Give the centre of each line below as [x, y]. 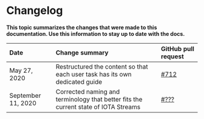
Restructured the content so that [102, 66]
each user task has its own [93, 74]
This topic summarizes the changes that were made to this [82, 27]
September [25, 95]
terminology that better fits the [99, 99]
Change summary [82, 52]
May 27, [21, 70]
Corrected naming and [88, 92]
